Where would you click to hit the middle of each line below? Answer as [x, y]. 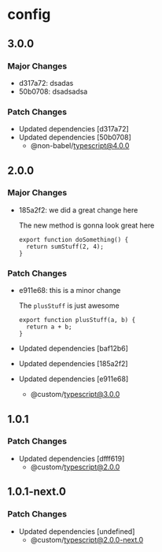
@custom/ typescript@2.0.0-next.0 [87, 539]
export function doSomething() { [74, 239]
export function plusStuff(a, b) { [77, 320]
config [29, 15]
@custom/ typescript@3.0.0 [75, 395]
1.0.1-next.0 [37, 492]
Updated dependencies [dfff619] [72, 458]
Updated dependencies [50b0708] [75, 137]
